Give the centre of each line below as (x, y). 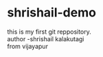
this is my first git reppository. (49, 32)
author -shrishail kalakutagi (46, 38)
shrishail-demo (51, 13)
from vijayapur (27, 46)
